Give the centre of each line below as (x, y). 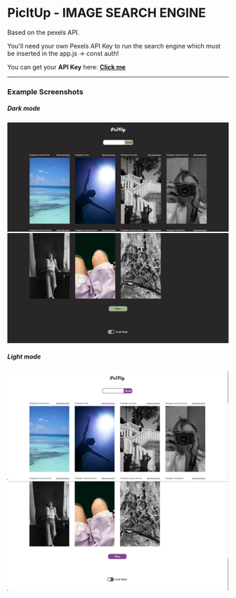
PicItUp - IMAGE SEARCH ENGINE (107, 13)
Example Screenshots (45, 91)
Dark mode (24, 108)
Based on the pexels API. (43, 32)
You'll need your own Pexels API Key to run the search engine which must (114, 46)
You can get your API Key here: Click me (67, 67)
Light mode (24, 357)
